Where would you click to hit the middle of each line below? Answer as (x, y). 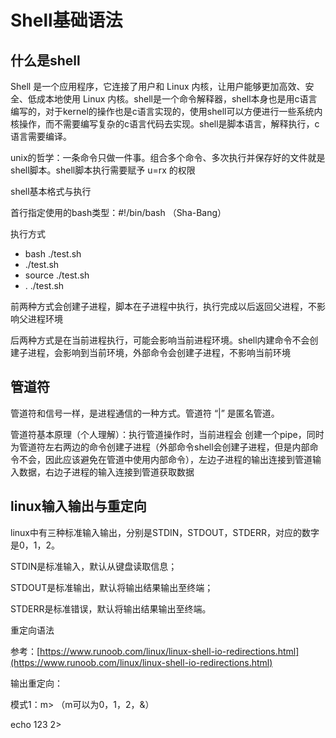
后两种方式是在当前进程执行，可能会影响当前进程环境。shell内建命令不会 (160, 340)
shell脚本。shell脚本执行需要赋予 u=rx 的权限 (103, 170)
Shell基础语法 (66, 20)
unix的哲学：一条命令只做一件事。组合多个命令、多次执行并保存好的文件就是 (168, 157)
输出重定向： (36, 683)
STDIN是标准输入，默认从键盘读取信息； (94, 566)
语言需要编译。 (41, 136)
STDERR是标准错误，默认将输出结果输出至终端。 (111, 608)
